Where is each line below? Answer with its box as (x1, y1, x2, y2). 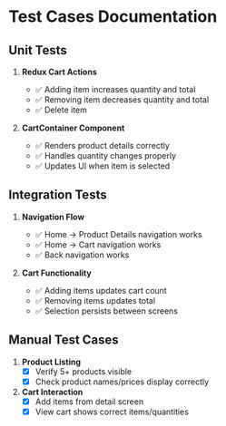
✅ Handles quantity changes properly (34, 150, 177, 160)
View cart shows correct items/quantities (34, 406, 190, 417)
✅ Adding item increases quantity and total (34, 84, 196, 94)
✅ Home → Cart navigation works (34, 238, 162, 250)
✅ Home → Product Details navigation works (34, 228, 202, 239)
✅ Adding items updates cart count (34, 285, 167, 295)
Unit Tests (8, 43, 67, 58)
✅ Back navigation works (34, 249, 130, 260)
